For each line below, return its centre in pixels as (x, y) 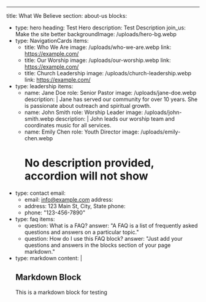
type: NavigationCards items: (52, 41)
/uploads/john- (163, 112)
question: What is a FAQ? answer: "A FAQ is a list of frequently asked (111, 225)
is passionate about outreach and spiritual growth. (88, 106)
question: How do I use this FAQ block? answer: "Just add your (103, 238)
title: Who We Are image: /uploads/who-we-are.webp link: (98, 47)
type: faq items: (35, 219)
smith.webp (39, 119)
